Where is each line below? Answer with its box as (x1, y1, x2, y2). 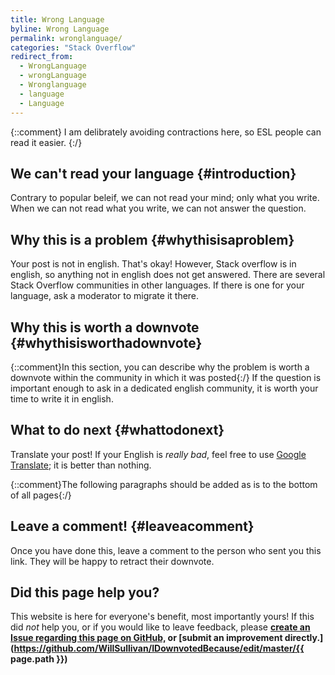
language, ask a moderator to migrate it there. (10, 290, 200, 302)
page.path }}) (10, 653, 68, 665)
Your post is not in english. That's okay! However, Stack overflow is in (10, 258, 297, 270)
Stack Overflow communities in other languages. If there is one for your (10, 279, 305, 291)
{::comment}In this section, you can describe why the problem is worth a (10, 361, 310, 373)
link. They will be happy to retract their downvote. (10, 555, 215, 567)
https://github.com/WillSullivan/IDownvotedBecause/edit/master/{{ (13, 642, 305, 655)
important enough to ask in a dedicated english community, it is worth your (10, 382, 319, 394)
